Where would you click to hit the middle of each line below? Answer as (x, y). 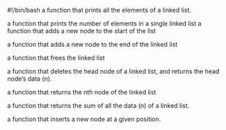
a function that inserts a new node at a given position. (84, 119)
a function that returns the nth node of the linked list (82, 92)
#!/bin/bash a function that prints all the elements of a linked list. (99, 10)
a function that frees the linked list (56, 58)
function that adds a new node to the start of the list (82, 31)
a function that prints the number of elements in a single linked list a (104, 23)
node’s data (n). (30, 79)
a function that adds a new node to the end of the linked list (92, 44)
